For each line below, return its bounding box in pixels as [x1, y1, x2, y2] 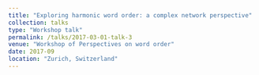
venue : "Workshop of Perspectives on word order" [8, 41, 175, 48]
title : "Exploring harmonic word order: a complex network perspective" [8, 11, 253, 20]
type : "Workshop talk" [8, 26, 83, 34]
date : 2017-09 [8, 48, 55, 55]
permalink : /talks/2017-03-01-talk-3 [8, 33, 133, 41]
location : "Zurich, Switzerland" [8, 55, 118, 63]
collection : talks [8, 19, 69, 27]
